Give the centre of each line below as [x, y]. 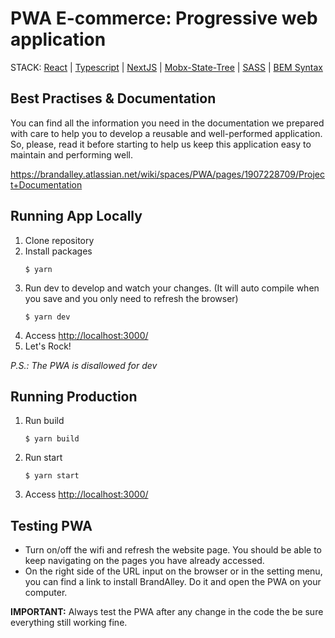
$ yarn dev [47, 317]
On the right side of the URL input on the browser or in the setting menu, [173, 571]
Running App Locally [76, 216]
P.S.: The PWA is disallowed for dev [84, 365]
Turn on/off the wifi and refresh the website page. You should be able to [173, 550]
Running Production [74, 396]
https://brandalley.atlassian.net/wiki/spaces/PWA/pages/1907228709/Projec [167, 174]
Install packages [58, 251]
